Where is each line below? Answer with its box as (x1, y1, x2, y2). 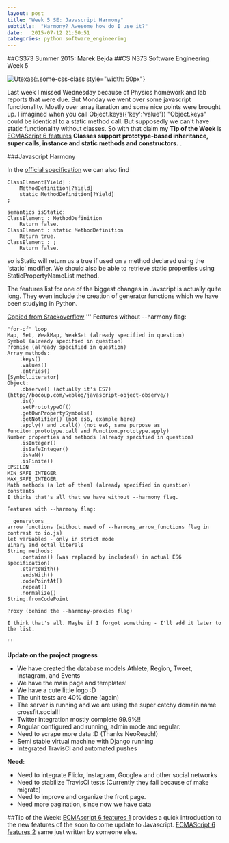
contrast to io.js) (7, 530, 63, 537)
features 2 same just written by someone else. (7, 828, 137, 836)
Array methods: (7, 350, 51, 357)
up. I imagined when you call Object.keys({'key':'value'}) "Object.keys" (7, 110, 207, 119)
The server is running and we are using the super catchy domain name (16, 700, 217, 709)
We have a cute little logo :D (16, 686, 96, 694)
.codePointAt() (19, 578, 63, 585)
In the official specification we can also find (7, 166, 130, 174)
